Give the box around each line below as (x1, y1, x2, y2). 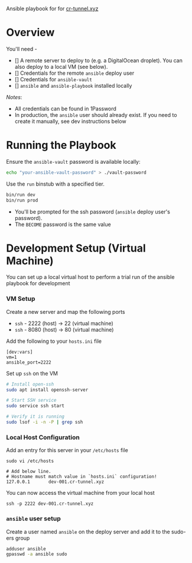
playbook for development (6, 280, 70, 287)
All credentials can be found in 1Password (14, 105, 117, 112)
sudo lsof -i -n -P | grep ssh (6, 419, 83, 425)
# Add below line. (6, 469, 51, 475)
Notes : (6, 93, 22, 100)
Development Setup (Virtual (6, 241, 146, 255)
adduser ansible (6, 546, 46, 552)
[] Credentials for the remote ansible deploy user (14, 69, 135, 77)
